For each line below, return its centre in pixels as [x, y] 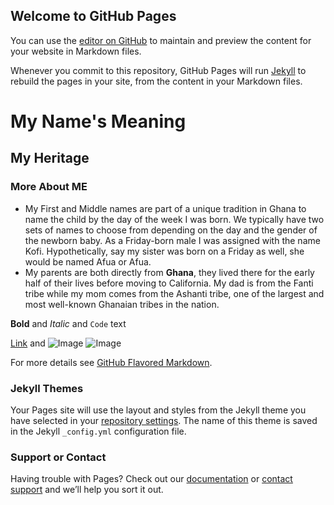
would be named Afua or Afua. [88, 261]
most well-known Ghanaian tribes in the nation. [122, 304]
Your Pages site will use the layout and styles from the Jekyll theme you [158, 410]
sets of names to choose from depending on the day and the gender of [171, 230]
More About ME [49, 187]
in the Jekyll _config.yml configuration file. [98, 431]
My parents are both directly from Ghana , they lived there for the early [169, 272]
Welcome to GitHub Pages [93, 16]
